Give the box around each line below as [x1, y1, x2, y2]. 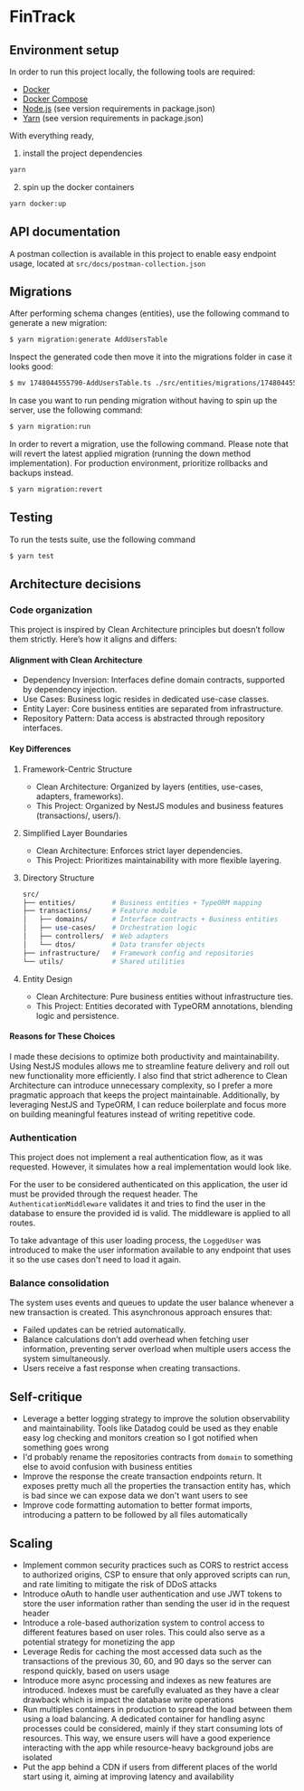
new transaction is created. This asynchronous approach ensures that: [9, 1307, 273, 1318]
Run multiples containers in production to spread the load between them [22, 1703, 292, 1714]
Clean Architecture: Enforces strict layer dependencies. [35, 844, 242, 856]
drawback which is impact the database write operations [22, 1694, 234, 1705]
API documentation [9, 224, 120, 240]
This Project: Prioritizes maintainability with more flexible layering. [35, 854, 282, 865]
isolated [22, 1751, 52, 1762]
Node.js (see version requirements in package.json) [22, 103, 215, 114]
